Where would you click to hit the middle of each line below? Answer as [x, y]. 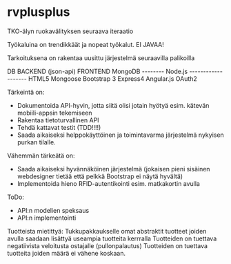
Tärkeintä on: [26, 92]
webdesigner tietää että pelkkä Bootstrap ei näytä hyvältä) [100, 176]
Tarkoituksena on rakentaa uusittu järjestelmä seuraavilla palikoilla [101, 58]
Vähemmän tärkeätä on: [41, 155]
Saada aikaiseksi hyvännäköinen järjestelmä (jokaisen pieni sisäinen [113, 169]
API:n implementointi [47, 218]
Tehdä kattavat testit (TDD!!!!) [59, 127]
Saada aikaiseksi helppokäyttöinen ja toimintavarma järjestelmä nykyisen [120, 135]
